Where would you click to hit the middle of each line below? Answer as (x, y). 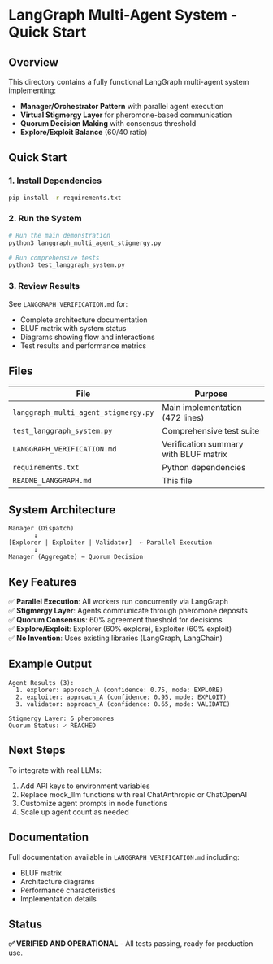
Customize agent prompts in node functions (94, 803)
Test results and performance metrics (83, 345)
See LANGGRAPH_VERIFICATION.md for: (68, 303)
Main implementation (202, 408)
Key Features (43, 582)
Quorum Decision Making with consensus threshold (108, 123)
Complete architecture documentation (84, 320)
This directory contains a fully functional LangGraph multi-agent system (129, 82)
